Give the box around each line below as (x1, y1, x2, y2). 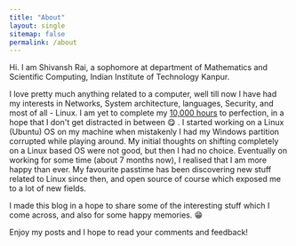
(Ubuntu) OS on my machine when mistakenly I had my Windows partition (9, 126, 280, 138)
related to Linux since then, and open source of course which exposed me (9, 174, 282, 185)
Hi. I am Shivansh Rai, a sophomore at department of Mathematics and (9, 62, 268, 73)
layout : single (9, 21, 66, 30)
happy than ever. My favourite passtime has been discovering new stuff (9, 164, 272, 175)
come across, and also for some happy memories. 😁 (9, 210, 203, 220)
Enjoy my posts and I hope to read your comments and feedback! (9, 227, 249, 238)
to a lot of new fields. (9, 183, 87, 194)
